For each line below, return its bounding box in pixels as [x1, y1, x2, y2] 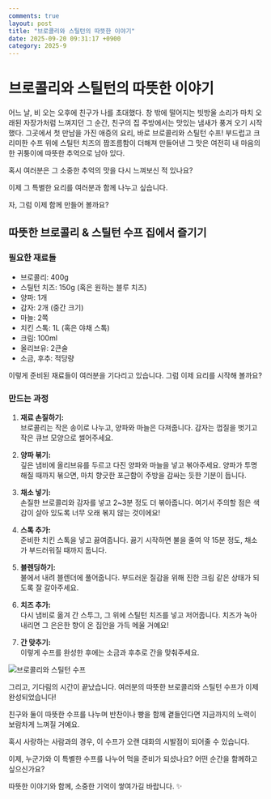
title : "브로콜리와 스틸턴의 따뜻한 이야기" [8, 27, 136, 35]
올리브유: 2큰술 [19, 343, 69, 352]
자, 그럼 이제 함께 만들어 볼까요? [8, 200, 109, 210]
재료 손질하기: [19, 412, 65, 422]
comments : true [8, 11, 60, 20]
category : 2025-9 [8, 42, 67, 50]
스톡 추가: [19, 525, 51, 535]
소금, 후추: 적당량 [19, 353, 74, 363]
